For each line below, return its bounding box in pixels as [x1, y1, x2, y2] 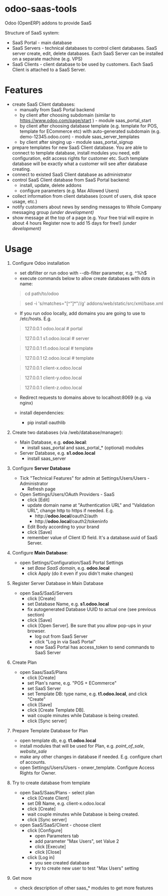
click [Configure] [27, 827, 63, 833]
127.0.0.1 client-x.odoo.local [24, 364, 82, 371]
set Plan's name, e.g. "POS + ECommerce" [27, 679, 117, 686]
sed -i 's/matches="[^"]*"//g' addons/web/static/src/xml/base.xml [24, 300, 163, 306]
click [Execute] [35, 843, 66, 849]
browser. [27, 628, 46, 634]
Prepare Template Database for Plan [12, 727, 88, 733]
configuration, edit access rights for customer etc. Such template [12, 155, 149, 161]
